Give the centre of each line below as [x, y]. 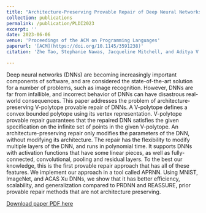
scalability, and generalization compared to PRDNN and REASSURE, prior [99, 185]
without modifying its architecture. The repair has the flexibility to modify [98, 140]
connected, [21, 159]
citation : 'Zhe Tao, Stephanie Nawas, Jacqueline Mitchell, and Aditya [100, 52]
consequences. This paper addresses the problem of [89, 100]
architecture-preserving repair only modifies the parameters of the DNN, [98, 133]
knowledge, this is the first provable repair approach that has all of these [98, 165]
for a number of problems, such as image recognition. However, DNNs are [100, 88]
